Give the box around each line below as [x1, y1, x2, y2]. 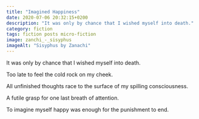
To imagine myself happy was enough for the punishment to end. [6, 106, 169, 113]
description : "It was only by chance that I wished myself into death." [6, 20, 194, 26]
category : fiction [6, 25, 53, 32]
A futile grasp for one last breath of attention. [6, 94, 120, 101]
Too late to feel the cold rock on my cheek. [6, 71, 113, 78]
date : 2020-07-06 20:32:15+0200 [6, 14, 88, 21]
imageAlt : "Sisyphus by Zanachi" [6, 43, 91, 49]
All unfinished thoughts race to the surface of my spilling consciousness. [6, 82, 189, 89]
